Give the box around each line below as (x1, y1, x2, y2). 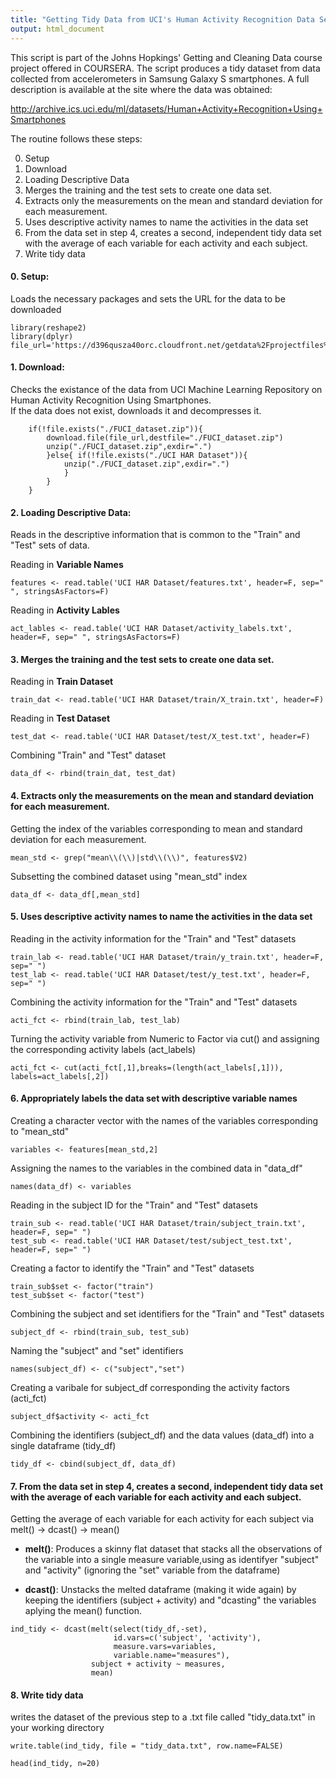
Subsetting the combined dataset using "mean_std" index (10, 870, 248, 882)
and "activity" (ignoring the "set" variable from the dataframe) (24, 1564, 281, 1576)
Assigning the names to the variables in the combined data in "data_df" (10, 1162, 303, 1174)
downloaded (10, 303, 62, 315)
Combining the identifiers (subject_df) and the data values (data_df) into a (10, 1429, 315, 1441)
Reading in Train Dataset (10, 676, 114, 688)
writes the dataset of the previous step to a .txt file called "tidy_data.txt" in (10, 1711, 316, 1723)
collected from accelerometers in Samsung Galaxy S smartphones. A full (10, 72, 310, 85)
